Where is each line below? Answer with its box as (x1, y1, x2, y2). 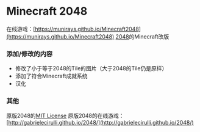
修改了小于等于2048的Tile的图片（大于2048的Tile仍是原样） (15, 65, 168, 72)
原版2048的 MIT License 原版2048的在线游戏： (6, 112, 124, 119)
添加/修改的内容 (6, 50, 53, 58)
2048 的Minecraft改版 (115, 32, 170, 40)
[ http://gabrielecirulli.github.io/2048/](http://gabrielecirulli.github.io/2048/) (6, 119, 194, 126)
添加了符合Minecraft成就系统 (15, 72, 88, 80)
